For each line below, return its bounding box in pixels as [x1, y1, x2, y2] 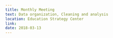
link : [5, 21, 16, 26]
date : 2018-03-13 [5, 26, 41, 31]
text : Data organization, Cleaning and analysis [5, 12, 108, 17]
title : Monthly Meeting [5, 7, 55, 12]
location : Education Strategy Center [5, 16, 84, 21]
